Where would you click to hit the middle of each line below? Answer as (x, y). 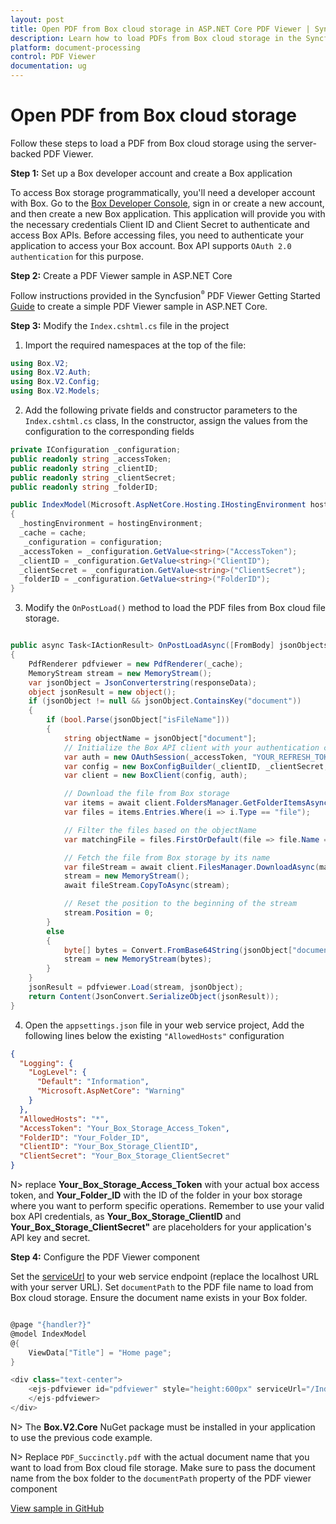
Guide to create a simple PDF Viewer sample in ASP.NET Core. (139, 306)
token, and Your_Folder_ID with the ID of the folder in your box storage (156, 1195)
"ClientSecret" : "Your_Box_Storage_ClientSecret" (124, 1156)
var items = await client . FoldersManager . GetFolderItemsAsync (196, 803)
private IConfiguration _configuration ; (96, 450)
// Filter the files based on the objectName (160, 830)
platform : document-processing (75, 47)
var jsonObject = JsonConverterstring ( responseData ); (142, 682)
